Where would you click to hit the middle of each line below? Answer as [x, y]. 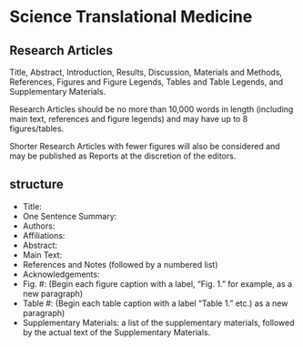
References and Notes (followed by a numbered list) [120, 264]
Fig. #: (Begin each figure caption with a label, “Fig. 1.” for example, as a [157, 283]
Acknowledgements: [61, 274]
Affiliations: [44, 235]
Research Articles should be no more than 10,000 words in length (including [151, 109]
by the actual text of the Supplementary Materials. [116, 332]
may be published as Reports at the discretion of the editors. [123, 156]
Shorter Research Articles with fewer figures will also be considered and [145, 146]
